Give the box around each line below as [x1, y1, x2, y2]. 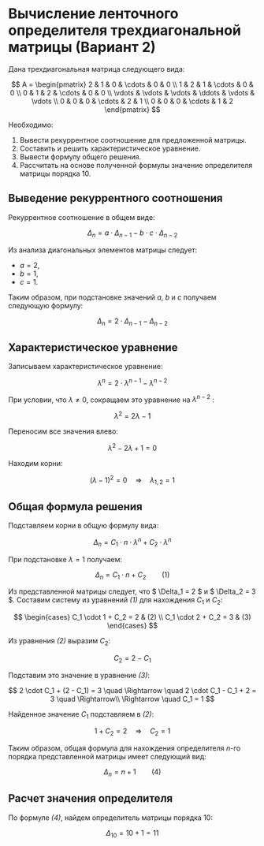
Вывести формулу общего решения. [19, 151, 142, 162]
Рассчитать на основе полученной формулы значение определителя [19, 160, 253, 170]
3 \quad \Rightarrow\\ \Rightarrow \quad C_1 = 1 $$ [50, 694, 215, 703]
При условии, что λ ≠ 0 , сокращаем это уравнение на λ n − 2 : [8, 393, 214, 404]
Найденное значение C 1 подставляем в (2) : [8, 709, 154, 721]
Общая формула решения [8, 500, 143, 513]
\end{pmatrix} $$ [104, 104, 161, 114]
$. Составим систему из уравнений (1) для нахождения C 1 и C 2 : [8, 595, 223, 607]
